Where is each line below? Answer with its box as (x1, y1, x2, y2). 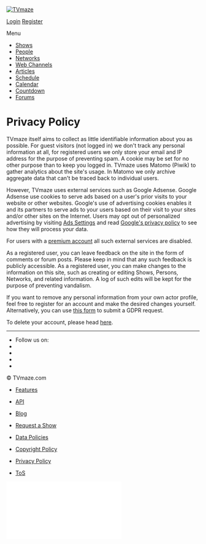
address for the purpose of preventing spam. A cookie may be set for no (6, 155, 189, 162)
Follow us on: (15, 336, 49, 343)
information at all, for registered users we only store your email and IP (6, 148, 183, 156)
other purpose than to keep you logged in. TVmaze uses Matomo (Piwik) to (6, 161, 196, 169)
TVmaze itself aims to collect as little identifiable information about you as (6, 135, 193, 142)
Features (15, 386, 38, 393)
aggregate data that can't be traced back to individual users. (6, 174, 159, 182)
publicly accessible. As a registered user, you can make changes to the (6, 262, 186, 269)
